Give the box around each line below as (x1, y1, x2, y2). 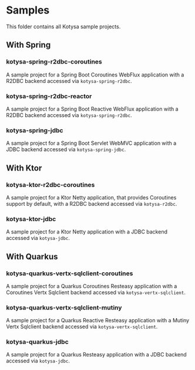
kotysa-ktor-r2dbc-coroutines (6, 181, 95, 189)
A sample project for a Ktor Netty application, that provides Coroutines (6, 194, 177, 201)
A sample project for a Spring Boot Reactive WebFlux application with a (6, 105, 179, 112)
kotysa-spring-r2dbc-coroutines (6, 58, 103, 66)
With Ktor (6, 163, 42, 173)
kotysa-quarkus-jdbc (6, 338, 69, 346)
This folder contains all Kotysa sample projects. (6, 23, 121, 30)
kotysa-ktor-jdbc (6, 215, 56, 223)
